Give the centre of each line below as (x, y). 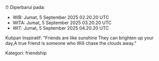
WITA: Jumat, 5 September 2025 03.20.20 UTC (62, 23)
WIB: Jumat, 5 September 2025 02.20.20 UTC (61, 17)
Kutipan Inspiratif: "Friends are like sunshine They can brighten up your (79, 38)
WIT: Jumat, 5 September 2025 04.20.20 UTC (61, 28)
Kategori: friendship (26, 53)
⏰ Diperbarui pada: (25, 7)
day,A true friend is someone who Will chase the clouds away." (71, 43)
